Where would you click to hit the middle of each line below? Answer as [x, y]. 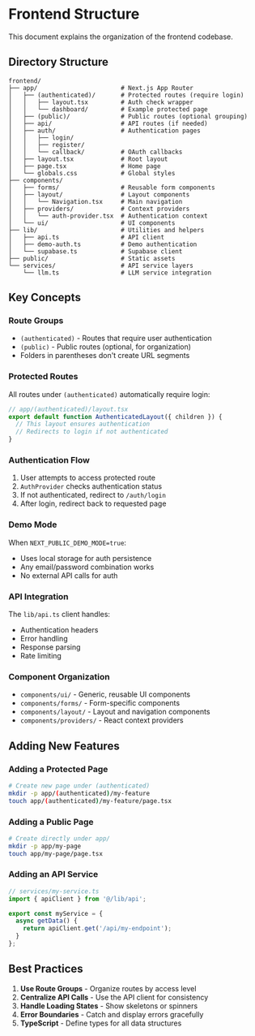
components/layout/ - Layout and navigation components [115, 712]
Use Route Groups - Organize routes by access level [108, 988]
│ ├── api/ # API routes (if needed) [108, 123]
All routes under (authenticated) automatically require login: [109, 394]
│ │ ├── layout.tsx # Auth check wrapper [101, 102]
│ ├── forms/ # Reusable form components [112, 188]
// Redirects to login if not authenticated [92, 432]
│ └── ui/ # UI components [92, 223]
